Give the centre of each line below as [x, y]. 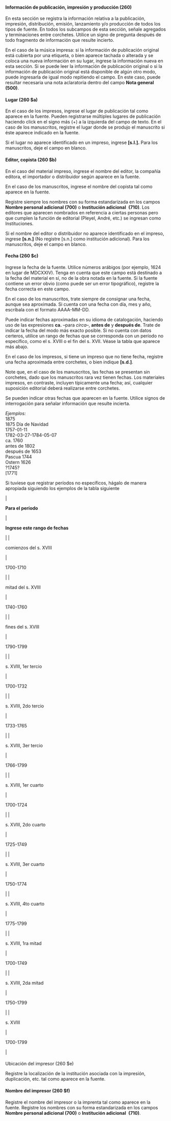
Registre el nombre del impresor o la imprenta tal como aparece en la [78, 1102]
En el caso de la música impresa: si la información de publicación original [82, 50]
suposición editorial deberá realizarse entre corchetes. [63, 388]
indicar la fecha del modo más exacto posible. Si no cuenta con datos [78, 330]
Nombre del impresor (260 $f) [38, 1091]
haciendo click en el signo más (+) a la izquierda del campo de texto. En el [83, 122]
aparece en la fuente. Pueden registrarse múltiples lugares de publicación [83, 116]
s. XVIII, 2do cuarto [26, 824]
